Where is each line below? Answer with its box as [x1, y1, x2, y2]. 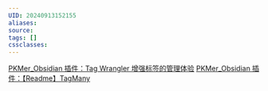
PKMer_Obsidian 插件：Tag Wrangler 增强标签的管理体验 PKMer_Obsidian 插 [8, 64, 260, 74]
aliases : [8, 19, 37, 27]
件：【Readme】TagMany [8, 74, 90, 83]
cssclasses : [8, 41, 48, 49]
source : [8, 26, 34, 34]
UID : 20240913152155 [8, 11, 77, 20]
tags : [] [8, 33, 37, 42]
